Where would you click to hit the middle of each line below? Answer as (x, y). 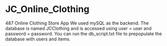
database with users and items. (38, 39)
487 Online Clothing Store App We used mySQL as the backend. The (77, 23)
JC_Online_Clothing (47, 9)
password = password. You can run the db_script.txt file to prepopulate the (84, 33)
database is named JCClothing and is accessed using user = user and (78, 28)
